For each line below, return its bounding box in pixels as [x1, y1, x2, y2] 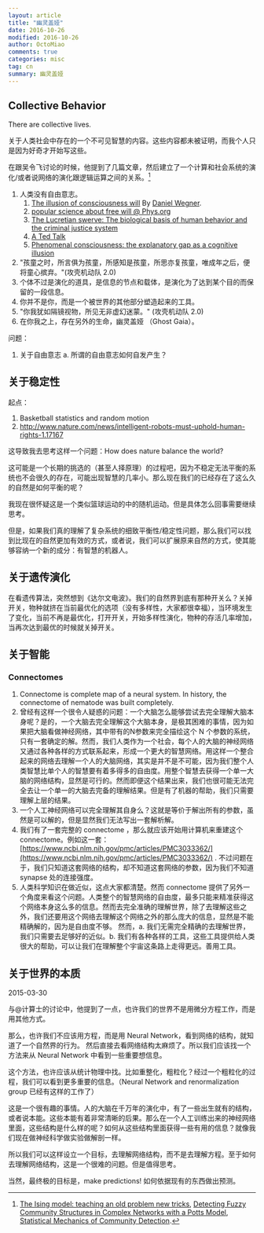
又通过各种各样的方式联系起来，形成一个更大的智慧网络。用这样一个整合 [19, 747, 254, 756]
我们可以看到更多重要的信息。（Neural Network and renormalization [21, 1077, 240, 1087]
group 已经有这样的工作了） [8, 1087, 98, 1096]
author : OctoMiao [8, 41, 65, 49]
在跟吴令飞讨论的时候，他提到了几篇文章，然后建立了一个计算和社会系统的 [8, 163, 249, 172]
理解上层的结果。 [19, 795, 75, 805]
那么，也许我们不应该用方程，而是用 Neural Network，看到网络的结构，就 [8, 1031, 247, 1040]
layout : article [8, 11, 61, 20]
